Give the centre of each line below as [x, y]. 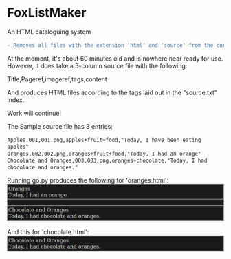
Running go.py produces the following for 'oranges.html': [88, 180]
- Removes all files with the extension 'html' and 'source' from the [110, 45]
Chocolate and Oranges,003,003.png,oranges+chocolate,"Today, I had [107, 160]
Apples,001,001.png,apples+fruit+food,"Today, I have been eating [104, 140]
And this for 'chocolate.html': [48, 232]
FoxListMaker [47, 13]
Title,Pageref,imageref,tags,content [57, 79]
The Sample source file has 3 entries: [60, 126]
